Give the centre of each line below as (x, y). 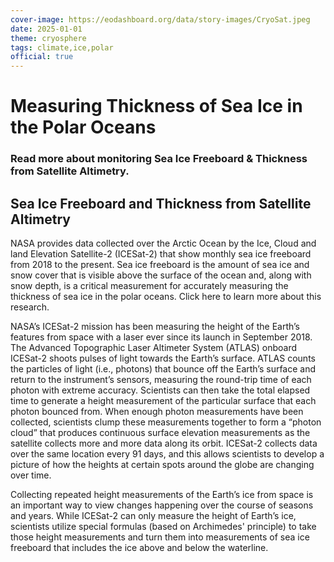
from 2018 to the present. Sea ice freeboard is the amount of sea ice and (160, 265)
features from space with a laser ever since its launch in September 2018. (161, 337)
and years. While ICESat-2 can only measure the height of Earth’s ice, (153, 516)
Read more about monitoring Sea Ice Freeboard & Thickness (159, 159)
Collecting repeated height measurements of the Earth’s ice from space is (162, 495)
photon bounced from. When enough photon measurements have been (157, 412)
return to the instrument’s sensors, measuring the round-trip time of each (161, 380)
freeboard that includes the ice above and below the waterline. (139, 548)
